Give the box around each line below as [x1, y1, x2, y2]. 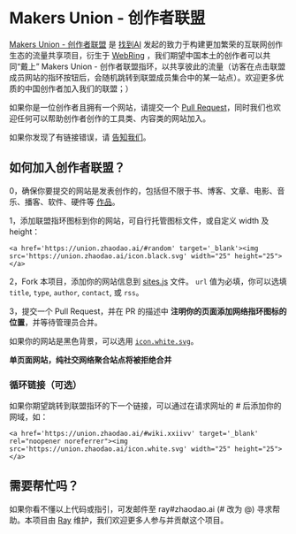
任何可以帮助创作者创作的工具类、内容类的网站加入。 [16, 112, 210, 124]
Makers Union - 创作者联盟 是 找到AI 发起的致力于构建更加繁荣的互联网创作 [9, 39, 283, 50]
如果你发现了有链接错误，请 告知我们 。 [9, 132, 151, 142]
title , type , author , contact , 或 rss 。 [9, 286, 144, 297]
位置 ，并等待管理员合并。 [9, 317, 102, 327]
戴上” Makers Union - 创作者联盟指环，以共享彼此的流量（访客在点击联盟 [20, 61, 285, 72]
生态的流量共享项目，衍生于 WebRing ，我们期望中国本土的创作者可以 [9, 50, 263, 60]
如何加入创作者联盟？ [9, 160, 125, 175]
